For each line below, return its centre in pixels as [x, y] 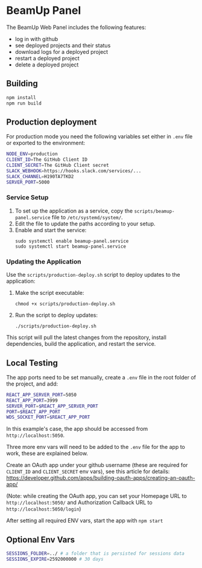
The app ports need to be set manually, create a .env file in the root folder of [101, 377]
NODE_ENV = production [32, 154]
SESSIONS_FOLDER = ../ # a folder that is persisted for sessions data [96, 553]
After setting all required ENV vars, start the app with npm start [85, 521]
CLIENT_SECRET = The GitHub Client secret [58, 166]
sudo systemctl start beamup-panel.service [71, 246]
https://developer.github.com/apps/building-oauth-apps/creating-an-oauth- [101, 478]
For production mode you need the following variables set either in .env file [99, 137]
